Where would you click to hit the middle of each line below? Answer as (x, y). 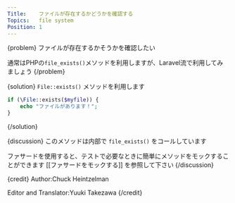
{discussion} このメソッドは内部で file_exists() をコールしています (107, 141)
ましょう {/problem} (36, 72)
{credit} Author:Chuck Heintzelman (58, 179)
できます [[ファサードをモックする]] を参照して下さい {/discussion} (117, 165)
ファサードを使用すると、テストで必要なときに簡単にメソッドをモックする (115, 156)
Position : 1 (25, 27)
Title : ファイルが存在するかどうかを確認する (70, 14)
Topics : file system (40, 20)
